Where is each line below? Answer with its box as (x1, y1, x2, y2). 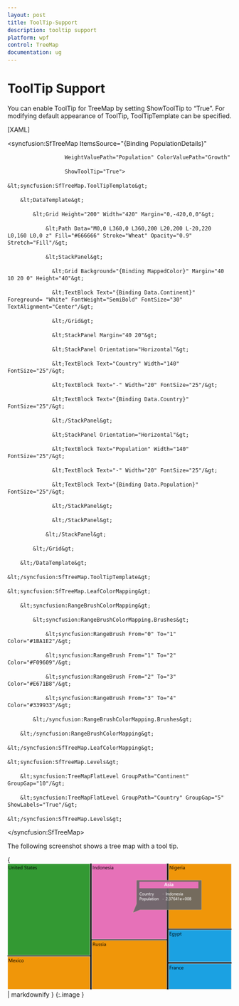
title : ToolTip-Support (7, 18, 78, 26)
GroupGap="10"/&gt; (7, 780, 65, 787)
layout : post (7, 11, 46, 18)
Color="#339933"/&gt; (7, 701, 72, 709)
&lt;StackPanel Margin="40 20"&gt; (52, 332, 158, 339)
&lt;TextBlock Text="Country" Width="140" (52, 360, 180, 367)
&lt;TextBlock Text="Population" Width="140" (52, 445, 190, 452)
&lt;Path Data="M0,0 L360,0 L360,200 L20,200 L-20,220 (45, 225, 212, 232)
